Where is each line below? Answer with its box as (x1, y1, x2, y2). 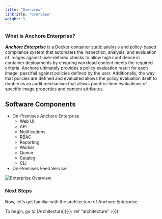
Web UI (19, 118, 35, 124)
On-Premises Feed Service (12, 166, 67, 172)
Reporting (19, 139, 40, 146)
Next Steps (5, 187, 32, 194)
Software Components (5, 100, 76, 109)
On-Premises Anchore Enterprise (12, 113, 80, 119)
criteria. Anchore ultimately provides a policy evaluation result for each (5, 65, 148, 71)
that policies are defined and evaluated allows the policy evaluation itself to (5, 75, 157, 81)
